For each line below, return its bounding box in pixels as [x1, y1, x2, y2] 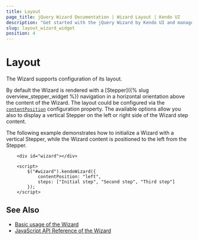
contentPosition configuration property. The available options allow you [6, 105, 181, 112]
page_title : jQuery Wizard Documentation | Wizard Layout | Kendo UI [6, 14, 181, 20]
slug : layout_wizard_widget [6, 25, 75, 31]
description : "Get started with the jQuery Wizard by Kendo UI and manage [6, 19, 194, 25]
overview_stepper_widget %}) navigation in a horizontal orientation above [6, 93, 185, 100]
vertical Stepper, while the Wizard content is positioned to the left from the [6, 136, 187, 143]
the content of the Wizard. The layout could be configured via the [6, 99, 165, 106]
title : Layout [6, 8, 41, 15]
